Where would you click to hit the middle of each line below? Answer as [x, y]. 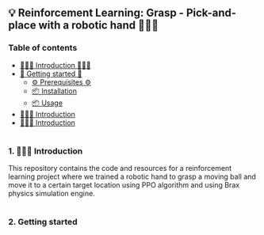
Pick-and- [211, 13]
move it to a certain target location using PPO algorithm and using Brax [124, 185]
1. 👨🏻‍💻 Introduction [46, 151]
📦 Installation [54, 91]
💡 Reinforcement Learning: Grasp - [96, 13]
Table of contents [43, 48]
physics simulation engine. [52, 194]
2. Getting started [43, 222]
